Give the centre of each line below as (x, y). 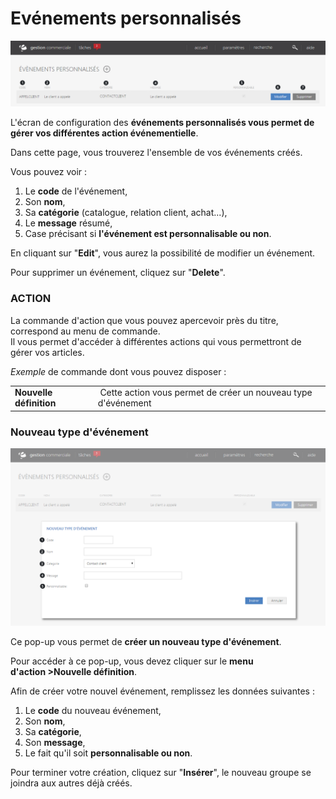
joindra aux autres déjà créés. (71, 783)
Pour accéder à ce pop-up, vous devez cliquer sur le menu (132, 661)
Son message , (55, 742)
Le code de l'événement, (76, 191)
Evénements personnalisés (126, 18)
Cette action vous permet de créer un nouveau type (206, 393)
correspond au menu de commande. (85, 331)
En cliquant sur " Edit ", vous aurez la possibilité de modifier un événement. (163, 253)
